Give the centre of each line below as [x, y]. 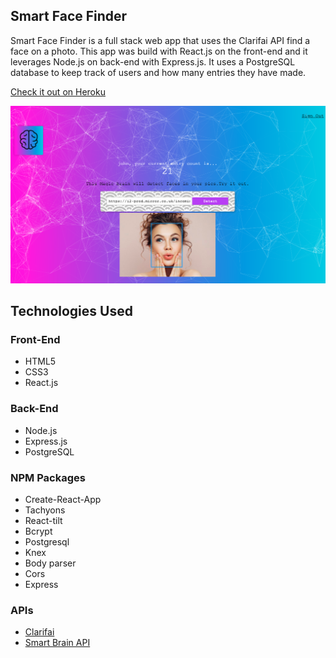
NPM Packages [48, 477]
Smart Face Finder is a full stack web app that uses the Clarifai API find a [160, 40]
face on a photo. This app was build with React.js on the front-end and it [159, 51]
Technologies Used [71, 311]
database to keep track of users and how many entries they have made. [158, 72]
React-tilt [43, 521]
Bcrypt [38, 531]
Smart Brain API [57, 643]
